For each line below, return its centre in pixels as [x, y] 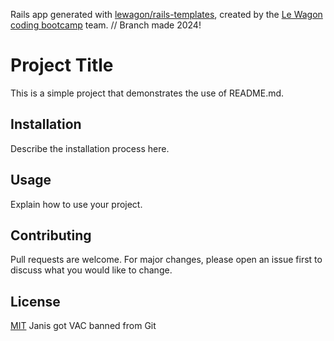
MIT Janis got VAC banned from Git [83, 326]
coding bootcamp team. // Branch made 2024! [106, 25]
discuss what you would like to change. [91, 270]
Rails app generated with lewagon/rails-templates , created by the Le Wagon [166, 14]
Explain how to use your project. [76, 204]
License [35, 301]
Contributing [51, 235]
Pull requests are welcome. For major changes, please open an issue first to [166, 260]
